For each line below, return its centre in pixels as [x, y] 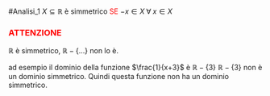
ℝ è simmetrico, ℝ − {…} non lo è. [64, 51]
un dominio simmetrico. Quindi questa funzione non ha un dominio [119, 77]
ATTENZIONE [35, 32]
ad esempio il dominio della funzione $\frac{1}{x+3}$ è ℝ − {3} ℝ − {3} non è [135, 68]
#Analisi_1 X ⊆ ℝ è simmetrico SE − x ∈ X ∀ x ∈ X [91, 11]
